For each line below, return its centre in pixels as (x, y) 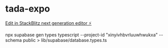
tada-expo (28, 9)
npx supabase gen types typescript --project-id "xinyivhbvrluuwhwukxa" (81, 35)
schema (13, 40)
